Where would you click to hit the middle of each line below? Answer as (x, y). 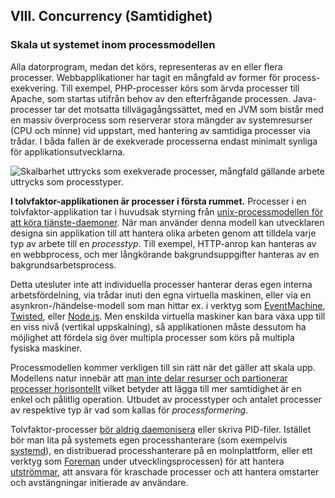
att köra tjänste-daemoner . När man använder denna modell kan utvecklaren (167, 222)
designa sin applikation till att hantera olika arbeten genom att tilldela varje (163, 233)
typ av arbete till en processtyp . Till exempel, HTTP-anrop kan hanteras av (163, 243)
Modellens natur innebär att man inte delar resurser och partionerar (149, 378)
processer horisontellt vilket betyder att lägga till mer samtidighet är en (156, 388)
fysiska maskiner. (46, 348)
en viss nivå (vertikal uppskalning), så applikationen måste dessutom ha (158, 326)
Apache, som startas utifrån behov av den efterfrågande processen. (151, 98)
